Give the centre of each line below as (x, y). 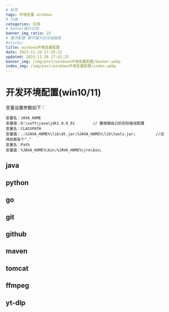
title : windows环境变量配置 (33, 47)
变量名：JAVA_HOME (23, 118)
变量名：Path (18, 145)
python (17, 183)
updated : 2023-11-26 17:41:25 (37, 57)
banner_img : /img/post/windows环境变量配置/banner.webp (63, 61)
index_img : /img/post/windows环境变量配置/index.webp (61, 66)
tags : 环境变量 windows (29, 15)
